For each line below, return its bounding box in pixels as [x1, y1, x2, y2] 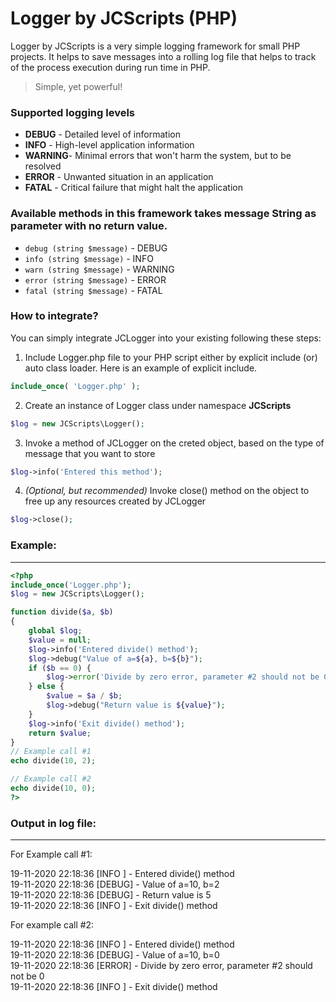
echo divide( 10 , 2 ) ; [10, 756, 97, 766]
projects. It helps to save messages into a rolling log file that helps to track [10, 50, 317, 62]
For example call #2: [10, 919, 95, 931]
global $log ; [28, 626, 83, 636]
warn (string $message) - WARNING [24, 263, 175, 275]
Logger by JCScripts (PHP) [10, 7, 238, 30]
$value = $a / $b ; [46, 691, 123, 701]
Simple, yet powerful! [34, 80, 123, 92]
